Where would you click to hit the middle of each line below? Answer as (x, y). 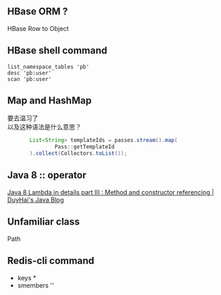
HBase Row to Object (38, 28)
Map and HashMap (50, 101)
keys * (27, 277)
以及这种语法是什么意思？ (44, 127)
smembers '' (36, 285)
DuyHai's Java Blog (36, 199)
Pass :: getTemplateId (84, 147)
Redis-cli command (51, 261)
